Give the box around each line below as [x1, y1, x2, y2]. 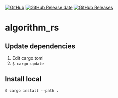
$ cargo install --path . [5, 88, 59, 93]
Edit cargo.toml [12, 55, 44, 61]
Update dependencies [5, 42, 76, 50]
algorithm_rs [5, 22, 59, 33]
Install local [5, 75, 42, 83]
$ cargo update [12, 61, 44, 66]
